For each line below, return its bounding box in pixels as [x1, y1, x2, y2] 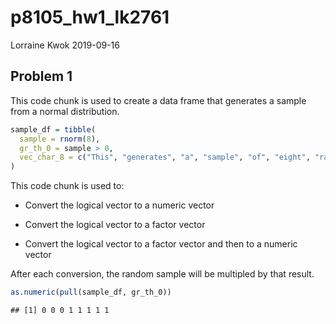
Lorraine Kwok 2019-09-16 [10, 39, 120, 51]
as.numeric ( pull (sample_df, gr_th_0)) [10, 287, 172, 298]
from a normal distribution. [10, 105, 120, 117]
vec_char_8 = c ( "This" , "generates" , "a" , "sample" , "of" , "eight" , [19, 152, 311, 163]
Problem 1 [10, 68, 73, 85]
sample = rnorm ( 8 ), [19, 134, 101, 144]
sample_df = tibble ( [10, 124, 97, 135]
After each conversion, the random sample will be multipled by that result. [10, 268, 315, 280]
